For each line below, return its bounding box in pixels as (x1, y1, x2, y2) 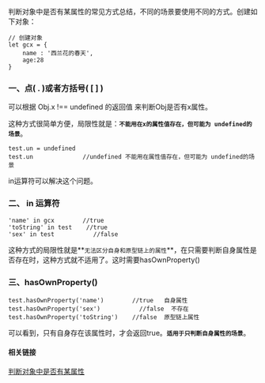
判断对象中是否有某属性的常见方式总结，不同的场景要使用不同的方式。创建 (8, 7, 251, 16)
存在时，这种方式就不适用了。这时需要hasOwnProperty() (14, 255, 200, 265)
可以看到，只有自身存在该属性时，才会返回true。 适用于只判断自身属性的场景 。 (8, 328, 251, 337)
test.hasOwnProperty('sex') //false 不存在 (8, 305, 189, 313)
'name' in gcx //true (8, 216, 104, 224)
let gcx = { (8, 41, 47, 49)
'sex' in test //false (8, 230, 119, 238)
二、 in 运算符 (8, 198, 61, 209)
